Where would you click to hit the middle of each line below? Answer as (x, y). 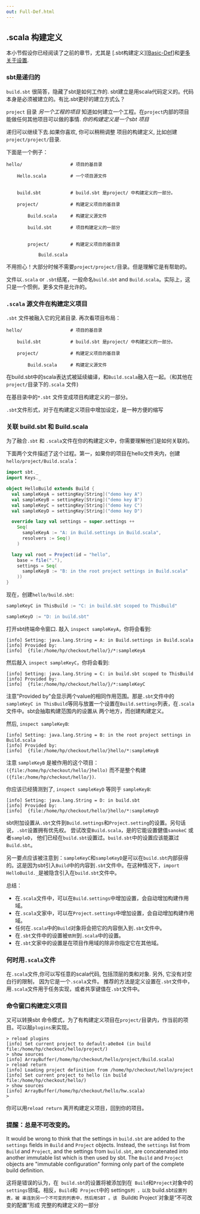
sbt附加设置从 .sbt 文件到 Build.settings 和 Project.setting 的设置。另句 (93, 823)
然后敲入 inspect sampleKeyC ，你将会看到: (58, 662)
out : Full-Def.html (30, 12)
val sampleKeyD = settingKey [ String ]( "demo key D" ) (77, 511)
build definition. (25, 1170)
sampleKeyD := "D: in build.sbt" (48, 617)
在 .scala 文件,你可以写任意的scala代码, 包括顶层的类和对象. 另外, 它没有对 (96, 974)
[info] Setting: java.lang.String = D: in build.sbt (73, 800)
